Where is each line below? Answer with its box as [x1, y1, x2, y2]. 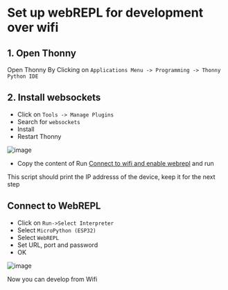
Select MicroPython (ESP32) [17, 225, 97, 234]
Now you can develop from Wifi [7, 275, 98, 283]
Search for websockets [17, 117, 81, 126]
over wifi [7, 19, 59, 35]
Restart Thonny [17, 132, 62, 140]
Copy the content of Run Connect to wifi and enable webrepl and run [17, 159, 215, 167]
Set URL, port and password [17, 241, 98, 249]
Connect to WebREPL [7, 200, 101, 212]
